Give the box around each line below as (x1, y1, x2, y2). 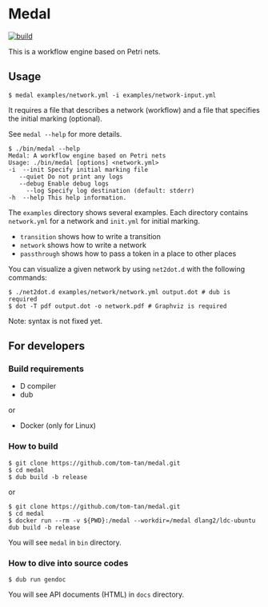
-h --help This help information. (8, 194, 127, 202)
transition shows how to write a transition (19, 231, 162, 241)
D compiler (19, 381, 57, 391)
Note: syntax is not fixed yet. (8, 316, 102, 325)
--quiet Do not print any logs (18, 173, 124, 181)
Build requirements (8, 363, 84, 374)
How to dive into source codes (8, 557, 129, 569)
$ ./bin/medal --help (8, 145, 81, 153)
